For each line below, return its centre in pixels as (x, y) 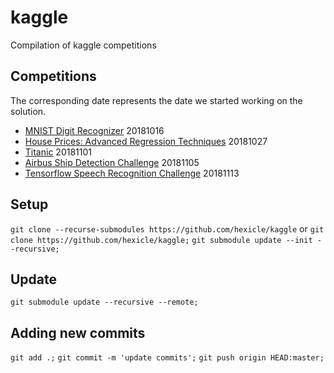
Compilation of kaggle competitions (83, 45)
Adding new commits (78, 332)
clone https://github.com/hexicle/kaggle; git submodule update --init (161, 240)
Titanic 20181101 (58, 152)
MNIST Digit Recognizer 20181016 (94, 130)
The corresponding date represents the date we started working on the (156, 100)
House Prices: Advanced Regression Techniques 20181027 (146, 141)
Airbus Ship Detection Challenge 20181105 (112, 162)
